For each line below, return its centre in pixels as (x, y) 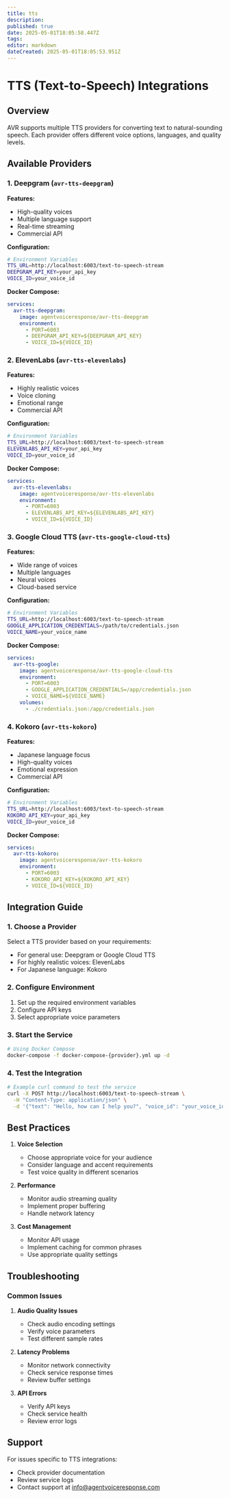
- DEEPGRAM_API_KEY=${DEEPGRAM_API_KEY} (84, 336)
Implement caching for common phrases (85, 1247)
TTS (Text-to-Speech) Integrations (108, 86)
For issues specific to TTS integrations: (62, 1459)
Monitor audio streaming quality (72, 1199)
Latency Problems (43, 1352)
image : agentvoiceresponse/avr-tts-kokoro (81, 860)
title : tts (23, 13)
